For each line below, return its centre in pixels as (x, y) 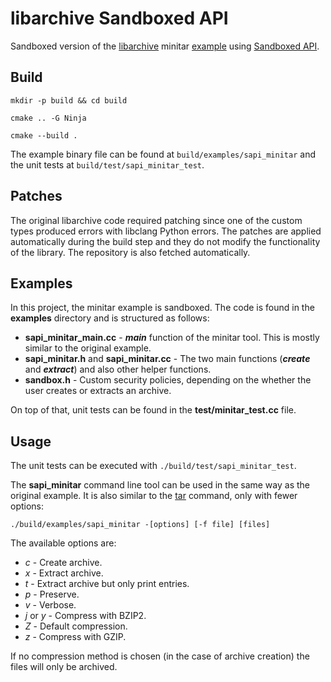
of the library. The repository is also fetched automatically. (130, 252)
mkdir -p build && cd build (69, 100)
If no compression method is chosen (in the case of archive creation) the (160, 656)
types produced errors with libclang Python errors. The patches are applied (166, 231)
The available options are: (63, 543)
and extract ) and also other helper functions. (118, 369)
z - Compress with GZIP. (75, 637)
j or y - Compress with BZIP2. (85, 616)
